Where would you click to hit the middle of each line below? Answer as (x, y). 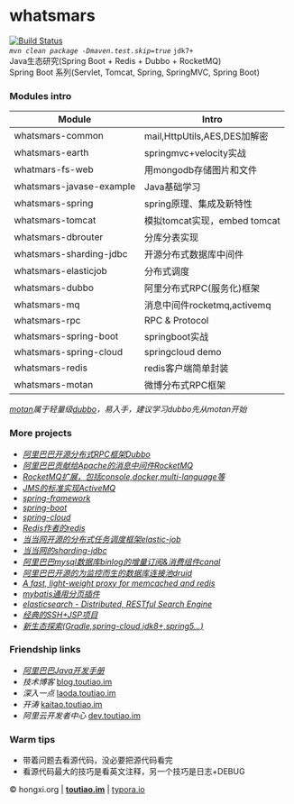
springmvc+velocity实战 (195, 153)
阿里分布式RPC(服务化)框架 (202, 288)
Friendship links (45, 650)
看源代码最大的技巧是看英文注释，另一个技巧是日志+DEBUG (133, 772)
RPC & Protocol (176, 321)
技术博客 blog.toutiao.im (67, 681)
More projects (41, 434)
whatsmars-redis (51, 368)
